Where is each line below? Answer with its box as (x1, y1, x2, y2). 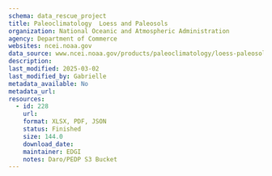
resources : (8, 95, 45, 103)
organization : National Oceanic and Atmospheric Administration (8, 27, 230, 35)
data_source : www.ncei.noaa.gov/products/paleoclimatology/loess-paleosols (8, 49, 270, 58)
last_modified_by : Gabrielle (8, 72, 107, 80)
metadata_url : (8, 87, 57, 96)
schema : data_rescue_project (8, 11, 107, 20)
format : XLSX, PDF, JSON (23, 118, 107, 126)
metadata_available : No (8, 79, 89, 88)
